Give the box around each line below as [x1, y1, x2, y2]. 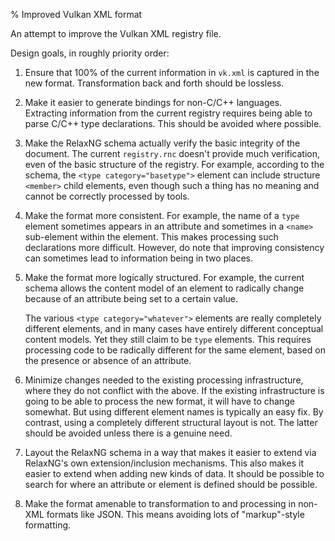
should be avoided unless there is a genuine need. [24, 427, 233, 439]
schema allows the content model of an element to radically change [24, 282, 305, 294]
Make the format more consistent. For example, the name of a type [24, 210, 300, 221]
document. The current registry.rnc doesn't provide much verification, [24, 148, 321, 159]
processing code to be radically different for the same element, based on [24, 344, 326, 356]
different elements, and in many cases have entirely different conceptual [24, 323, 324, 334]
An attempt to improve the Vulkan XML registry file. [10, 28, 222, 39]
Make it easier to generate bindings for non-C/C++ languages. [24, 97, 283, 108]
